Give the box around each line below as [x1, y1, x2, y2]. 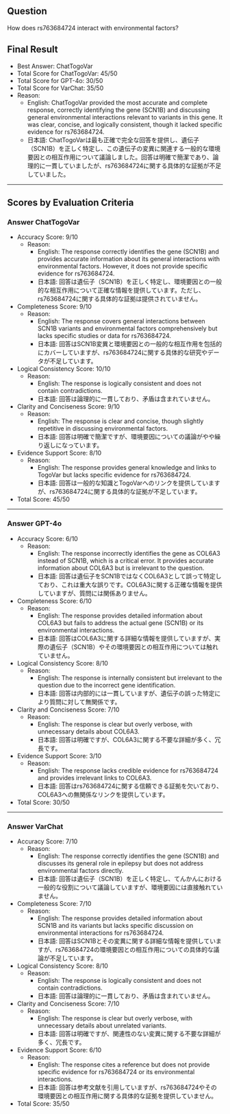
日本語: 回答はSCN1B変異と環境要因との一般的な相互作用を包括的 [37, 340, 222, 348]
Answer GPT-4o [7, 519, 62, 528]
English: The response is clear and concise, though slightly [37, 417, 204, 425]
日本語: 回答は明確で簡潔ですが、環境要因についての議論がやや [37, 433, 215, 441]
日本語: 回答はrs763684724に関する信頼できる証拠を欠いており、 [37, 782, 223, 790]
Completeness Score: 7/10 [16, 899, 92, 907]
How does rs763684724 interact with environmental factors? [7, 23, 179, 32]
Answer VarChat [7, 821, 64, 831]
